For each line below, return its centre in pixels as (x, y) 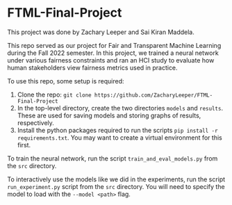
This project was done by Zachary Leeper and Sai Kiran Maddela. (101, 32)
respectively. (35, 122)
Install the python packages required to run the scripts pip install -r (117, 130)
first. (24, 145)
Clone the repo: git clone (54, 95)
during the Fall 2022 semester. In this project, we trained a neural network (113, 53)
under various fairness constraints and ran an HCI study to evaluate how (111, 60)
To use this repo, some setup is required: (66, 81)
